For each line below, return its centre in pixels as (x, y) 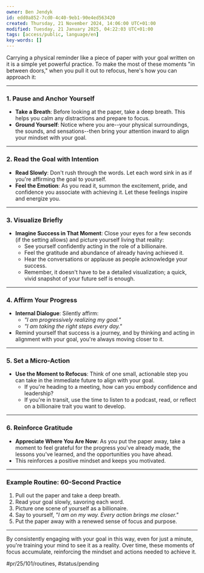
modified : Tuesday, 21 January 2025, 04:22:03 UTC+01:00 (80, 29)
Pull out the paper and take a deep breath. (68, 496)
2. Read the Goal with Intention (53, 159)
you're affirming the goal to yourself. (61, 179)
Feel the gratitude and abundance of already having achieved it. (104, 252)
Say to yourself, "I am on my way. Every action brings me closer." (97, 515)
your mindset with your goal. (51, 138)
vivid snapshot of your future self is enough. (80, 279)
